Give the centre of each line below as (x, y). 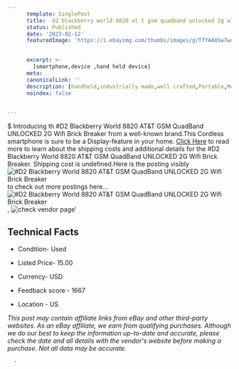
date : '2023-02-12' (55, 34)
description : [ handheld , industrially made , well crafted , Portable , (127, 86)
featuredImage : (49, 41)
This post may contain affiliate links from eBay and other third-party (108, 318)
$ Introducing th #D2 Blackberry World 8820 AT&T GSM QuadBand (106, 126)
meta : (34, 73)
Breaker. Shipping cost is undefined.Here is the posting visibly (99, 164)
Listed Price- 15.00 (45, 263)
